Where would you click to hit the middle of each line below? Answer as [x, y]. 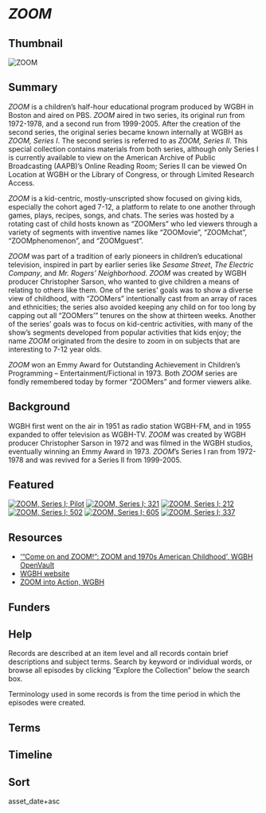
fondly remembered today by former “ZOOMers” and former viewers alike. [130, 381]
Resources [35, 538]
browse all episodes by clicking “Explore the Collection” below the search [129, 670]
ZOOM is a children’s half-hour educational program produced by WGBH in [131, 106]
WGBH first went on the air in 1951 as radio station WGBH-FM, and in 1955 [130, 426]
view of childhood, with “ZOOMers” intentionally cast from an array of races [133, 298]
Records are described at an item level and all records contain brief [118, 654]
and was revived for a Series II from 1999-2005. [103, 460]
